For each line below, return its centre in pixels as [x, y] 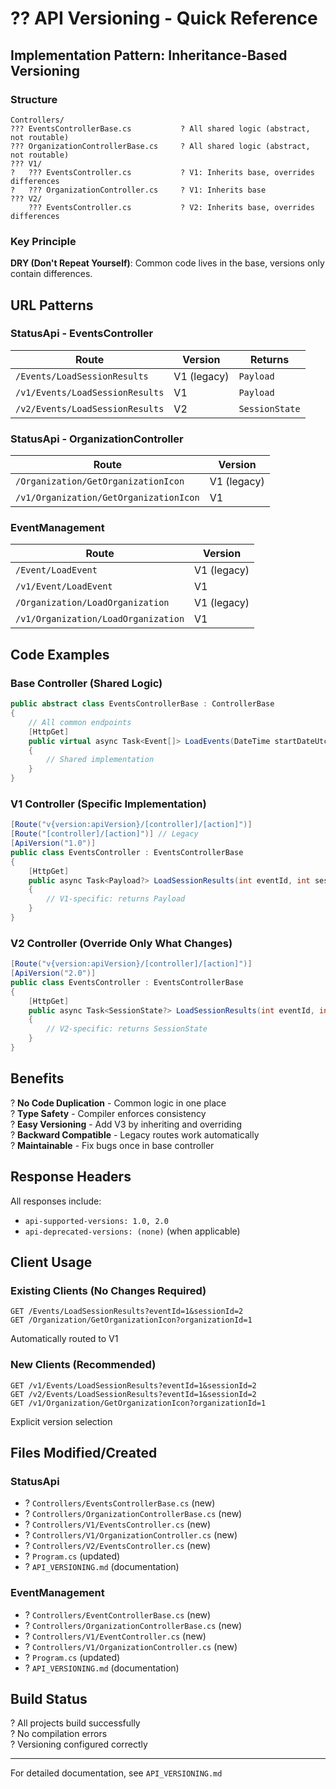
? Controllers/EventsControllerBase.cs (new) [120, 1503]
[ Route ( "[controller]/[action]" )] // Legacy [104, 834]
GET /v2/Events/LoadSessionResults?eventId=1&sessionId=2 [133, 1394]
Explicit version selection [61, 1421]
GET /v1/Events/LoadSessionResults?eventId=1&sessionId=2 [133, 1385]
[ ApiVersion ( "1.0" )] [53, 843]
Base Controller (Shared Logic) [86, 683]
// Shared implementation [100, 760]
